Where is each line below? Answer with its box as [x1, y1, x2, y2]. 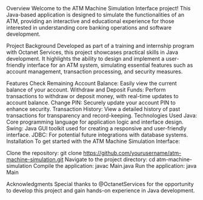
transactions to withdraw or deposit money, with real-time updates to [6, 93, 179, 99]
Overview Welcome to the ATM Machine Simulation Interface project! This [6, 5, 191, 12]
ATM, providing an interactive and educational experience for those [6, 18, 175, 25]
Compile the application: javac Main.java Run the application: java [33, 162, 197, 169]
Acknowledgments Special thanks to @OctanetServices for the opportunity [6, 181, 194, 187]
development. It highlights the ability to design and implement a [6, 55, 165, 62]
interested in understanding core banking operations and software [6, 24, 171, 31]
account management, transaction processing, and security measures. [6, 68, 183, 75]
